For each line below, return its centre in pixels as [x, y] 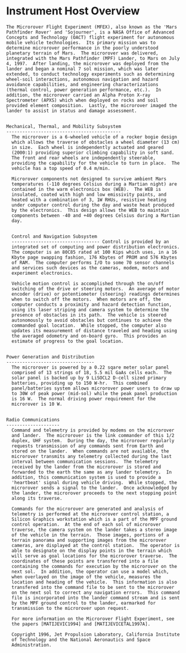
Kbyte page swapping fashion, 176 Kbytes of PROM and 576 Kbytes [94, 257]
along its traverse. [37, 498]
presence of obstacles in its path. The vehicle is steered [89, 315]
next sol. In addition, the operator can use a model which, [90, 572]
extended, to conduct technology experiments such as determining [90, 74]
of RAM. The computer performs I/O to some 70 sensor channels [93, 262]
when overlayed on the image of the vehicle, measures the [86, 577]
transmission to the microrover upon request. [70, 608]
